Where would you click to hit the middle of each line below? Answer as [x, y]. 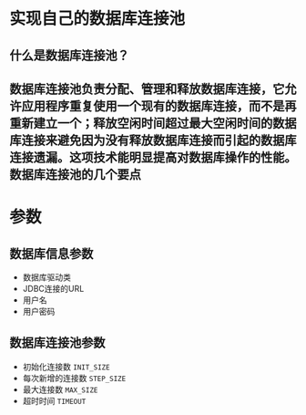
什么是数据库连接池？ [69, 55]
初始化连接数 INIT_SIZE [66, 367]
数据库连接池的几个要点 [75, 174]
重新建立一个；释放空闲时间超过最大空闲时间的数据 [153, 123]
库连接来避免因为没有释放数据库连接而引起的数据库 [153, 140]
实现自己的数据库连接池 [97, 19]
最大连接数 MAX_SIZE [60, 389]
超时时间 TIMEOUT [54, 400]
